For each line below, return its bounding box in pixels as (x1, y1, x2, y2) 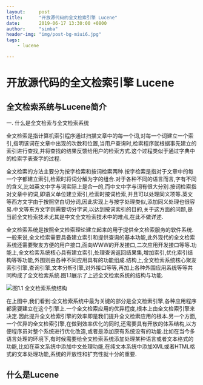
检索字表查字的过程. (11, 155, 62, 162)
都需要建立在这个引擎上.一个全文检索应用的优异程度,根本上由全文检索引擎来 (6, 304, 196, 312)
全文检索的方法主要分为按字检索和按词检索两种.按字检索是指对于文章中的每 (6, 167, 194, 175)
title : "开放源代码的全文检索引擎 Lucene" (6, 15, 118, 21)
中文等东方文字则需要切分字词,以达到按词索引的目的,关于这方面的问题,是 (13, 206, 193, 213)
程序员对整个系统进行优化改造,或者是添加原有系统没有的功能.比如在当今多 (11, 327, 196, 335)
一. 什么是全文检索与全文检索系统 (6, 119, 89, 126)
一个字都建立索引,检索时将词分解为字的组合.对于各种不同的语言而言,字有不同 (6, 175, 197, 182)
